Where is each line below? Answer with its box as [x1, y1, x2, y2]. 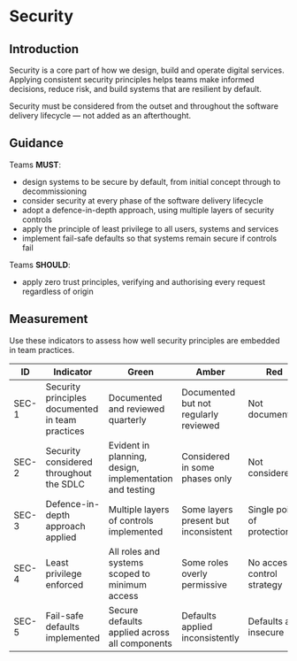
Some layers [180, 503, 233, 515]
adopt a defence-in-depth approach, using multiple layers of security [21, 204, 275, 215]
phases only [180, 472, 232, 484]
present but [180, 514, 230, 526]
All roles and [108, 545, 161, 557]
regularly [180, 408, 219, 420]
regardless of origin [21, 286, 95, 296]
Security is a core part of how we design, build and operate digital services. [9, 65, 285, 75]
